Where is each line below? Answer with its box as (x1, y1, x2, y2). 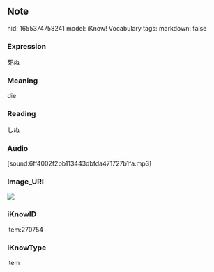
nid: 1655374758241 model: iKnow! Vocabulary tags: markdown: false (7, 24, 207, 32)
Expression (7, 41, 47, 51)
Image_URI (7, 177, 44, 186)
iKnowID (7, 209, 37, 219)
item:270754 (7, 225, 44, 234)
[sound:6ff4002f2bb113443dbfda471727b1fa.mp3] (7, 159, 152, 168)
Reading (7, 109, 36, 119)
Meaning (7, 76, 38, 86)
